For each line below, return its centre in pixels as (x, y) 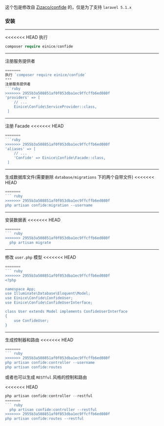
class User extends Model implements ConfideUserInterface (66, 312)
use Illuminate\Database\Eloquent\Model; (48, 294)
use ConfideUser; (31, 320)
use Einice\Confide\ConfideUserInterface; (49, 303)
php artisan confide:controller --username (50, 363)
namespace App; (20, 289)
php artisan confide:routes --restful (44, 419)
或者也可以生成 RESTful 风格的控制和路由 (46, 377)
